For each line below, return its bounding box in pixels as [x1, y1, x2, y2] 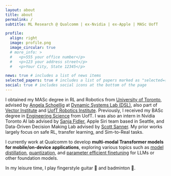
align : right [10, 36, 38, 41]
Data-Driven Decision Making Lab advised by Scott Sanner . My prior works [5, 123, 163, 130]
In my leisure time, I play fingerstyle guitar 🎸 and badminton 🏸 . [5, 165, 136, 171]
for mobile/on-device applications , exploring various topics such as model [5, 144, 164, 150]
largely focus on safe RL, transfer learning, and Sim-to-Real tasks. [5, 129, 144, 135]
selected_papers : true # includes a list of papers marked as [5, 78, 140, 83]
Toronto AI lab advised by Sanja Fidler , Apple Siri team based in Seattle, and [5, 118, 164, 124]
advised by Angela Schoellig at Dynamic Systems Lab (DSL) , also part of [5, 102, 158, 108]
